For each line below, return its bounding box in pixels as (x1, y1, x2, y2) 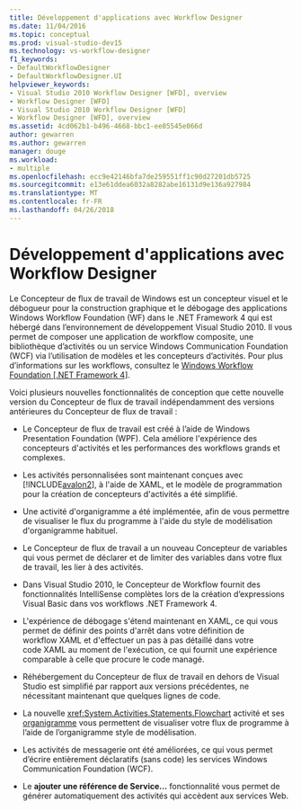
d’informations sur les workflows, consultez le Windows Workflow (9, 360, 253, 370)
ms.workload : (9, 155, 58, 165)
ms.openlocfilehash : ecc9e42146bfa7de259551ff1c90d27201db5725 (9, 172, 252, 181)
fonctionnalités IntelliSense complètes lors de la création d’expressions (22, 588, 285, 599)
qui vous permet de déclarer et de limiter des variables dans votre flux (22, 552, 283, 563)
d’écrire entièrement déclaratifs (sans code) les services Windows (22, 753, 268, 764)
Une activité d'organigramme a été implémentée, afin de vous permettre (22, 505, 290, 517)
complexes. (22, 451, 66, 463)
